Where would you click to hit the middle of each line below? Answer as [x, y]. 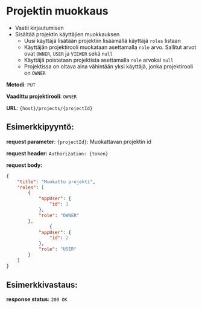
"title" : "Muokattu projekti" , [56, 182]
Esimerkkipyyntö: [40, 127]
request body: [24, 165]
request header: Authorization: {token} [57, 153]
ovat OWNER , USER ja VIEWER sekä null [68, 53]
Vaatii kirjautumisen [39, 28]
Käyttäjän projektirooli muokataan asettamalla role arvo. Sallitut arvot [110, 47]
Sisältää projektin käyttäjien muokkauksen [67, 34]
